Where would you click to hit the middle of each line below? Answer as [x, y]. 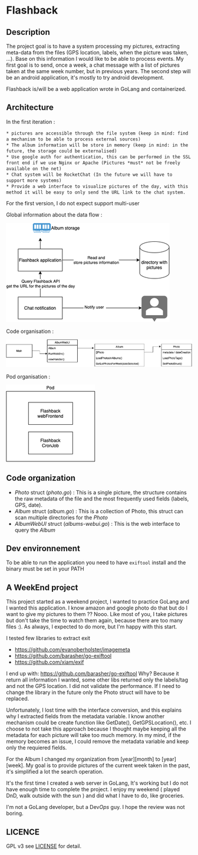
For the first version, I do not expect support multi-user [73, 203]
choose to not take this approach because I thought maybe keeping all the [96, 729]
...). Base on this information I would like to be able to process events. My [95, 59]
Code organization [41, 478]
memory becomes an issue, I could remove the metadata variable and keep [98, 742]
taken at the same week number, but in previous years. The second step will [98, 71]
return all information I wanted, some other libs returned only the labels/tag [97, 680]
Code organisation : [30, 331]
